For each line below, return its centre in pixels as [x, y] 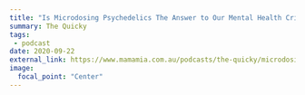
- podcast [32, 43]
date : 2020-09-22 [42, 52]
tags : [20, 34]
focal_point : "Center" [60, 77]
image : [22, 69]
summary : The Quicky [49, 26]
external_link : [38, 60]
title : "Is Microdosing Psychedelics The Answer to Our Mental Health [146, 18]
